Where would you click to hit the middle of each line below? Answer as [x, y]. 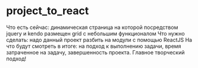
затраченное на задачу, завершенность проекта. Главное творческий [95, 52]
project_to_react [48, 11]
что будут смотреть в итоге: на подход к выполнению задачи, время [94, 46]
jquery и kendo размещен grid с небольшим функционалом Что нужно [96, 33]
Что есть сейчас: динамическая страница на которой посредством [92, 27]
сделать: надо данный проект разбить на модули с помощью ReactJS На [99, 40]
